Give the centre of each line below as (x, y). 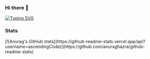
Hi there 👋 (17, 8)
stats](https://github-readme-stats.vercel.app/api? (95, 41)
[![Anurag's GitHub (24, 41)
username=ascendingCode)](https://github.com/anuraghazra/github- (75, 46)
